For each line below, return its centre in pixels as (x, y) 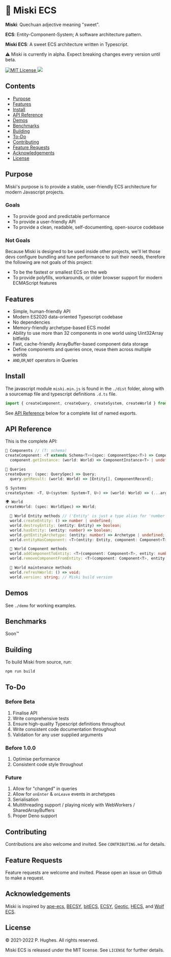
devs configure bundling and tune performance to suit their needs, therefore (85, 257)
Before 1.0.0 (21, 748)
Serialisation (26, 800)
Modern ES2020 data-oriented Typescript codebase (68, 316)
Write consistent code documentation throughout (64, 729)
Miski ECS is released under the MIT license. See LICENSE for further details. (85, 950)
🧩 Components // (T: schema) (36, 451)
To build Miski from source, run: (39, 662)
